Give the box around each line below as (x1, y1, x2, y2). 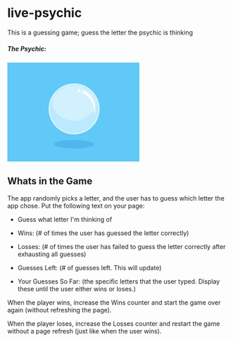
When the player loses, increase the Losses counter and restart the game (7, 319, 220, 328)
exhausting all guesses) (17, 250, 87, 258)
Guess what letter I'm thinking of (17, 215, 113, 223)
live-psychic (7, 5, 82, 21)
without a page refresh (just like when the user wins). (7, 327, 162, 335)
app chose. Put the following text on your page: (7, 201, 145, 210)
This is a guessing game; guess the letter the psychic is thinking (7, 28, 194, 37)
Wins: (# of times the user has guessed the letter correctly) (17, 229, 189, 237)
